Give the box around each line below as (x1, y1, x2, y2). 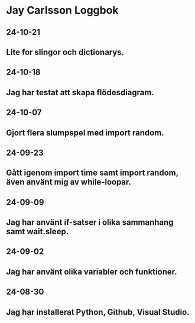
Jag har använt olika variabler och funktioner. (6, 267, 177, 277)
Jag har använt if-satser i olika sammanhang (6, 217, 174, 228)
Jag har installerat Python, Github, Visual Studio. (6, 307, 190, 317)
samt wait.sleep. (6, 227, 69, 237)
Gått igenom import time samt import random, (6, 168, 178, 178)
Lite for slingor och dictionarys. (6, 47, 125, 57)
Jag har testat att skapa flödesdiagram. (6, 87, 155, 98)
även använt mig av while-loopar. (6, 177, 132, 187)
